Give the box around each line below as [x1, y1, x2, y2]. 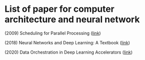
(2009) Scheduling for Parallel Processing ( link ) [4, 30, 101, 36]
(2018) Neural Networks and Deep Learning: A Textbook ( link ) [4, 39, 130, 45]
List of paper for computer [4, 3, 114, 15]
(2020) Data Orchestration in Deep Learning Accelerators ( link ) [4, 49, 133, 55]
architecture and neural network [4, 14, 140, 25]
